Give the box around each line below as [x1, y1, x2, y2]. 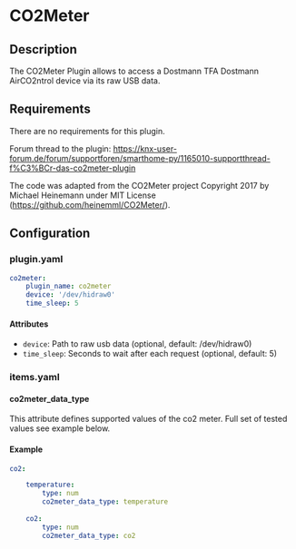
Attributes [9, 319, 49, 329]
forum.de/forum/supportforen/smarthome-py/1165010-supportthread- [9, 152, 271, 163]
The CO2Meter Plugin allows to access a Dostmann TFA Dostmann [9, 65, 260, 76]
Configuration [9, 226, 91, 241]
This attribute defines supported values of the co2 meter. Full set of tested [9, 414, 288, 425]
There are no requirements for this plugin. [9, 125, 165, 136]
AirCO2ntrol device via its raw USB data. [9, 75, 161, 86]
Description [9, 42, 77, 57]
